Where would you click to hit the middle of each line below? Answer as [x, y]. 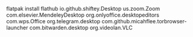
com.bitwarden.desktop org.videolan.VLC [81, 27]
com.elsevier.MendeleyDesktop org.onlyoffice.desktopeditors [83, 15]
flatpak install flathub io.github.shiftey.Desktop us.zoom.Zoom [83, 9]
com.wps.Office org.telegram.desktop [53, 21]
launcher [17, 27]
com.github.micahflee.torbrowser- [144, 21]
